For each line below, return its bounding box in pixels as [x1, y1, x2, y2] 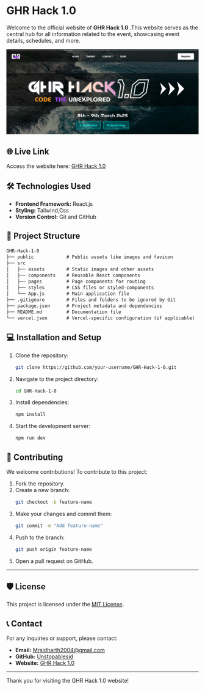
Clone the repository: [15, 352, 69, 359]
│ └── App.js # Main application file [6, 291, 130, 297]
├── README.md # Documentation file [6, 309, 121, 315]
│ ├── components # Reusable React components [6, 272, 140, 278]
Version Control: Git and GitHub [15, 213, 96, 220]
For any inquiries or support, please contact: [6, 634, 118, 642]
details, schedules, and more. [6, 37, 81, 44]
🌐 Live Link [6, 146, 49, 156]
